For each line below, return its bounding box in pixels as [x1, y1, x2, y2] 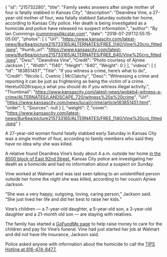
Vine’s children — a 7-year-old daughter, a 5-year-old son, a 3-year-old [5, 206, 152, 212]
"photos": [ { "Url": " [21, 36, 63, 42]
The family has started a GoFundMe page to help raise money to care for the [5, 221, 163, 227]
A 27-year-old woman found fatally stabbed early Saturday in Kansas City [5, 130, 157, 136]
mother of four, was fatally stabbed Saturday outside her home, [23, 15, 154, 20]
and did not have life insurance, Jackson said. [5, 232, 100, 237]
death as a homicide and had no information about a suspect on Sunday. [5, 161, 155, 167]
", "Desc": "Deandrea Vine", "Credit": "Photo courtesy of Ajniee [15, 57, 146, 63]
